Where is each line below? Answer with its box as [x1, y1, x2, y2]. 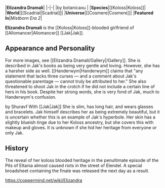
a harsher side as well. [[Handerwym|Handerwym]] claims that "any [5, 68, 143, 74]
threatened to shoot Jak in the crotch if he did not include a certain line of [5, 83, 155, 89]
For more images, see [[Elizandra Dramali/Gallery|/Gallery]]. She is [5, 57, 141, 63]
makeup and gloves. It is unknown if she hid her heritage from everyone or [5, 124, 157, 130]
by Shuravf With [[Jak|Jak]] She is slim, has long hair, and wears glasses [5, 104, 154, 110]
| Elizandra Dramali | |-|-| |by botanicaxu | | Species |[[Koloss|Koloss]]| [5, 5, 146, 10]
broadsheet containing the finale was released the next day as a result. [5, 168, 150, 174]
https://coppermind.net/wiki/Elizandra [5, 177, 82, 183]
